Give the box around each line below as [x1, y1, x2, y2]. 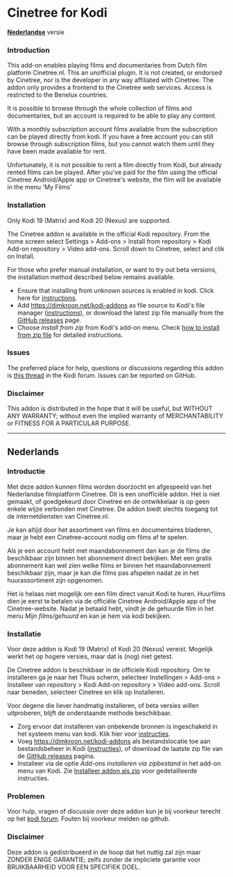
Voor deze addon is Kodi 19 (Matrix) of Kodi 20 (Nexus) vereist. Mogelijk [7, 645, 214, 654]
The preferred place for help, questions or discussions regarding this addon [7, 363, 224, 372]
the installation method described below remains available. [7, 273, 175, 281]
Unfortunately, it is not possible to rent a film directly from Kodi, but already [7, 161, 222, 169]
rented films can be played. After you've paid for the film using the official [7, 168, 218, 177]
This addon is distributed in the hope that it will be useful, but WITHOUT [7, 404, 213, 413]
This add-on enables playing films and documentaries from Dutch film [7, 61, 207, 70]
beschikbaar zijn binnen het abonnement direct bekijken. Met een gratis [7, 553, 213, 562]
